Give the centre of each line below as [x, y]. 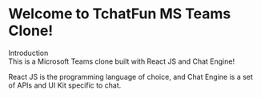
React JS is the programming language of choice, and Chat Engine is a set [131, 76]
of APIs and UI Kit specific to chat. [65, 85]
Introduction [28, 53]
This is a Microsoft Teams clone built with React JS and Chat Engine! [121, 61]
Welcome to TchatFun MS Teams [120, 14]
